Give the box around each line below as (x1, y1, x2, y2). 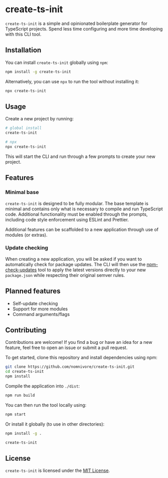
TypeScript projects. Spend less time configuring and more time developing (5, 25, 163, 31)
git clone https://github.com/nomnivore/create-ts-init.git (5, 364, 135, 369)
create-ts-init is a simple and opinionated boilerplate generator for (5, 20, 148, 26)
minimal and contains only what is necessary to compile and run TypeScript (5, 206, 163, 212)
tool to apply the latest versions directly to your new (37, 267, 146, 273)
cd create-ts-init (5, 369, 44, 374)
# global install (5, 125, 42, 131)
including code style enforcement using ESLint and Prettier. (5, 216, 129, 222)
